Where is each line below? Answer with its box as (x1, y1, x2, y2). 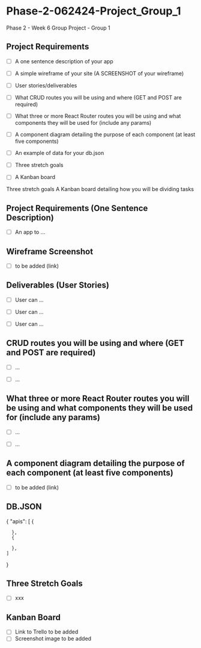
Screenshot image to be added (14, 635, 92, 643)
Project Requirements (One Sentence (6, 203, 148, 213)
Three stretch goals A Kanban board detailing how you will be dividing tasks (6, 186, 194, 193)
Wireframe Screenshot (6, 246, 94, 257)
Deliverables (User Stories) (6, 280, 110, 291)
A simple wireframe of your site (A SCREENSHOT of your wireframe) (14, 69, 184, 77)
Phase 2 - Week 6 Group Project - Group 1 (6, 24, 110, 31)
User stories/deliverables (14, 81, 77, 89)
